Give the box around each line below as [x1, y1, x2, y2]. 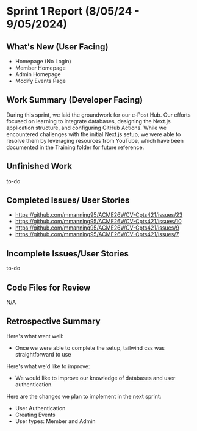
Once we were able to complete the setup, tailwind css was [15, 344, 165, 352]
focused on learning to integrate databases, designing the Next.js [6, 117, 171, 125]
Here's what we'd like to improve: [6, 362, 90, 370]
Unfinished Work [6, 161, 72, 172]
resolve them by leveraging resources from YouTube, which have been [6, 137, 184, 144]
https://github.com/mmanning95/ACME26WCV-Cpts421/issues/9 [15, 224, 180, 231]
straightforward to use [15, 350, 71, 358]
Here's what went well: [6, 332, 64, 339]
